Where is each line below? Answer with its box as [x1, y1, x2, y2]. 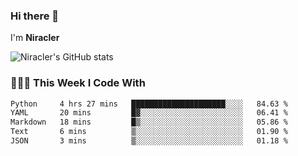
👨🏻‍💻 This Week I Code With [10, 76, 146, 90]
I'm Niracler [10, 32, 60, 44]
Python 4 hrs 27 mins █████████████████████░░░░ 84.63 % [10, 99, 288, 109]
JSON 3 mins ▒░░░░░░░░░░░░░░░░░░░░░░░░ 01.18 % [10, 136, 288, 146]
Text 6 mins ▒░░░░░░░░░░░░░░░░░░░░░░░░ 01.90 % [10, 127, 288, 137]
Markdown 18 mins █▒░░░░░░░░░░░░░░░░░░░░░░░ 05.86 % [10, 117, 288, 128]
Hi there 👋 [10, 9, 60, 23]
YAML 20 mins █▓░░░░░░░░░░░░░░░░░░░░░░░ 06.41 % [10, 108, 288, 118]
